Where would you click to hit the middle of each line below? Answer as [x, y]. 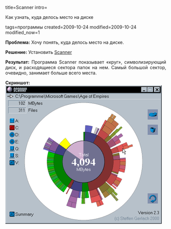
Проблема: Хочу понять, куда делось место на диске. [65, 42]
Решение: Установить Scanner [39, 52]
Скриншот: [18, 83]
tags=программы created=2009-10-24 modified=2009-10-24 [71, 27]
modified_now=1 [22, 32]
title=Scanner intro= [26, 7]
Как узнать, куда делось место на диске [49, 17]
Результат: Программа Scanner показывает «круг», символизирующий [86, 62]
